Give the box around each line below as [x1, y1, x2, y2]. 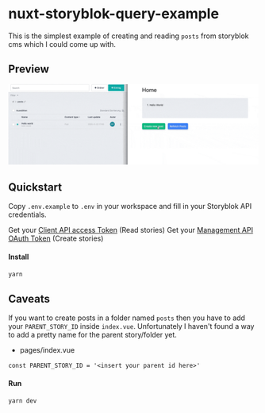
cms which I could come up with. [8, 39, 117, 48]
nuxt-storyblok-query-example [8, 5, 220, 23]
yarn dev [8, 397, 37, 405]
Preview [8, 63, 50, 76]
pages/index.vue [19, 345, 75, 354]
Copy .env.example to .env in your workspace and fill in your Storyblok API [8, 201, 252, 210]
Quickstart [8, 180, 63, 194]
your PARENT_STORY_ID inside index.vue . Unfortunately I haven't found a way [8, 322, 255, 330]
